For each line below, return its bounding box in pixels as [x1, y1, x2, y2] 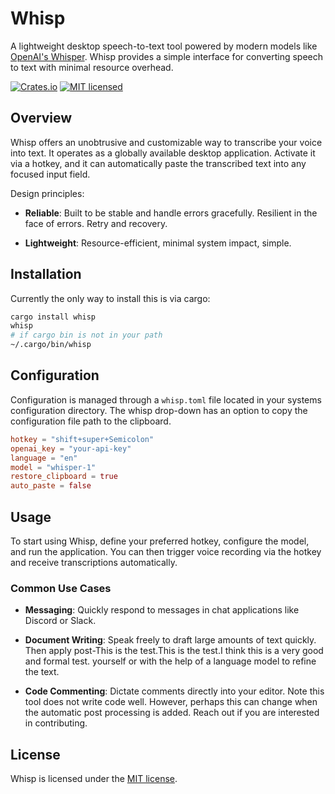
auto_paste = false [10, 481, 92, 491]
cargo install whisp [10, 312, 97, 322]
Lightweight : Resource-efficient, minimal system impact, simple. [24, 237, 292, 249]
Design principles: [10, 187, 85, 199]
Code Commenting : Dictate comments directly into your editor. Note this [24, 685, 325, 697]
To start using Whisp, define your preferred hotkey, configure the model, [10, 535, 310, 547]
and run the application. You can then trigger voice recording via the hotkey [10, 545, 322, 557]
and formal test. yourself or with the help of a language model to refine [24, 655, 317, 667]
